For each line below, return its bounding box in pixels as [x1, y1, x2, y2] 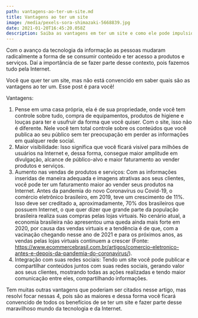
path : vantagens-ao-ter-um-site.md [6, 8, 94, 15]
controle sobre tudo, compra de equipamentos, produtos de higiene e [14, 112, 184, 120]
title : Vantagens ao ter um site [6, 14, 88, 20]
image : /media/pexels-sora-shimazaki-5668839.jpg [6, 19, 131, 25]
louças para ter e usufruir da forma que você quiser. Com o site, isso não [14, 118, 192, 125]
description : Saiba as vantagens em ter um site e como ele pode [6, 31, 170, 37]
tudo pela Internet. [6, 65, 51, 72]
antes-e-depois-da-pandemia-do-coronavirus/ [14, 250, 129, 257]
